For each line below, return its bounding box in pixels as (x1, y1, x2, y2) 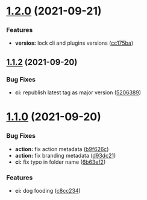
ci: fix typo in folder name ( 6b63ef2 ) (14, 158, 106, 166)
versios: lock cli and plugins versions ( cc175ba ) (14, 39, 134, 47)
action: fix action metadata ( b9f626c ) (14, 145, 109, 152)
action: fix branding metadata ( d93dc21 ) (14, 152, 116, 159)
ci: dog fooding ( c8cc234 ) (14, 187, 81, 194)
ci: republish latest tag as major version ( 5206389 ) (14, 89, 142, 96)
